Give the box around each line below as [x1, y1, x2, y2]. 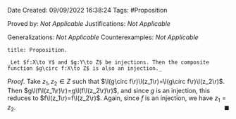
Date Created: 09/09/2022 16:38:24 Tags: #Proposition [7, 6, 168, 14]
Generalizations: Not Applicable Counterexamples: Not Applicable [7, 33, 199, 41]
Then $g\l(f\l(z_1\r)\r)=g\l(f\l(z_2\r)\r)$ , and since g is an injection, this [7, 86, 210, 94]
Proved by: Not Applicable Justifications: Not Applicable [7, 20, 171, 27]
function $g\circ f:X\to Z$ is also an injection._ [7, 65, 162, 72]
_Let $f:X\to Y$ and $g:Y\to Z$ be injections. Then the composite [7, 59, 210, 66]
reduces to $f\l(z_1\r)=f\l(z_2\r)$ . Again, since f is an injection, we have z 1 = [7, 94, 227, 104]
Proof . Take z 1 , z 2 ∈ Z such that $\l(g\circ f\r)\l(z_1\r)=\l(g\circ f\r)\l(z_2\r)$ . [7, 77, 225, 87]
